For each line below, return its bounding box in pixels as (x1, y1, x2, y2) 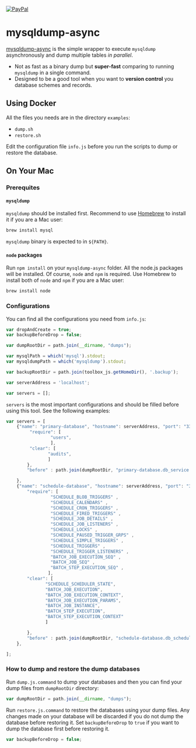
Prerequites (6, 184, 40, 192)
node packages (6, 251, 43, 258)
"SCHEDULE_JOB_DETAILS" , (50, 516, 114, 522)
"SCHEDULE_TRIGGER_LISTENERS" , (50, 549, 129, 554)
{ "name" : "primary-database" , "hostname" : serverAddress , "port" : (16, 424, 181, 430)
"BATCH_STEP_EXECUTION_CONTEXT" (45, 614, 124, 620)
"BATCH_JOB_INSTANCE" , (45, 603, 100, 609)
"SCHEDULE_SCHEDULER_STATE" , (45, 581, 116, 587)
